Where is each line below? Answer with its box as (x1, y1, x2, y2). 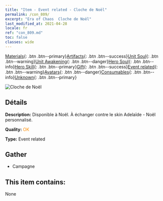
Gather (5, 150, 27, 159)
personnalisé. (5, 117, 33, 123)
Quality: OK (5, 126, 30, 132)
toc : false (5, 35, 28, 40)
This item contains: (5, 178, 66, 186)
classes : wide (5, 40, 35, 45)
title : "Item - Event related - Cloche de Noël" (5, 7, 107, 12)
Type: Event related (5, 136, 45, 142)
